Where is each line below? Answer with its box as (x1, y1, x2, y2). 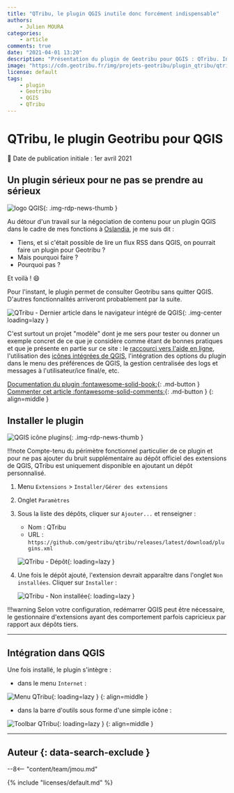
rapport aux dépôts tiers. (7, 620, 79, 628)
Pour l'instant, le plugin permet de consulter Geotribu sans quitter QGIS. (7, 287, 214, 296)
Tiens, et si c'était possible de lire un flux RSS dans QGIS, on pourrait (17, 238, 216, 246)
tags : (7, 75, 23, 82)
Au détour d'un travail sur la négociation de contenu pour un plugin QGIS (7, 217, 217, 225)
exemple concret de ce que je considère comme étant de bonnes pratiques (7, 336, 223, 345)
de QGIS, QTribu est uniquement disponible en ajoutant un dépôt (7, 462, 193, 470)
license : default (7, 68, 58, 75)
